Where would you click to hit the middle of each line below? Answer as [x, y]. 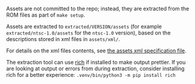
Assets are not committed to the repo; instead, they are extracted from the [98, 9]
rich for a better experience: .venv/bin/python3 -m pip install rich [91, 75]
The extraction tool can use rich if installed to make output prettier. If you [96, 62]
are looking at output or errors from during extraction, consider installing [95, 69]
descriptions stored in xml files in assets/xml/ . [63, 39]
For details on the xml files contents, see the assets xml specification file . [96, 51]
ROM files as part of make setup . [46, 15]
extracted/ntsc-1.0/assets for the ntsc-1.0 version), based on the [89, 33]
